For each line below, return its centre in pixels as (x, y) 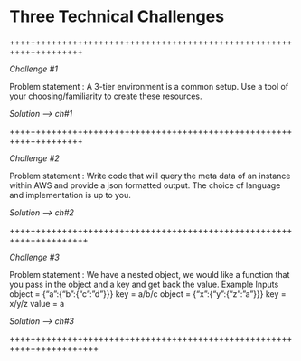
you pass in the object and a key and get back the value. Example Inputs (144, 284)
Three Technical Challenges (117, 17)
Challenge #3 (35, 257)
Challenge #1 (34, 69)
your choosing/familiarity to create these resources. (106, 96)
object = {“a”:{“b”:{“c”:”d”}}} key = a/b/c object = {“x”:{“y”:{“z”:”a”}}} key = (148, 294)
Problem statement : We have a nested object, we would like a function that (150, 274)
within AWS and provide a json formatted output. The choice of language (145, 185)
